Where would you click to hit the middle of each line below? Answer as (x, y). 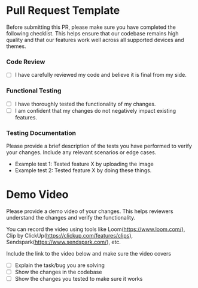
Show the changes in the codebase (58, 272)
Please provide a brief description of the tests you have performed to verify (99, 146)
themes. (16, 46)
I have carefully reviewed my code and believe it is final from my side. (100, 75)
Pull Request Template (63, 10)
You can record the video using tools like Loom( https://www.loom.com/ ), (96, 229)
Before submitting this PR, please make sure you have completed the (91, 27)
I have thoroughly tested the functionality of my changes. (85, 104)
